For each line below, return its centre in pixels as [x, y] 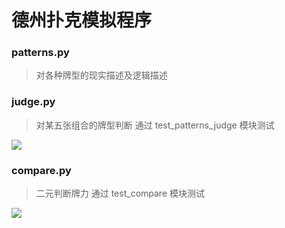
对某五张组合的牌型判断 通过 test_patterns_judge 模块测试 [155, 125]
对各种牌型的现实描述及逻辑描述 [101, 75]
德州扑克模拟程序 [82, 20]
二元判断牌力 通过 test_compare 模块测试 [120, 193]
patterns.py [40, 53]
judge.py [33, 102]
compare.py [41, 170]
